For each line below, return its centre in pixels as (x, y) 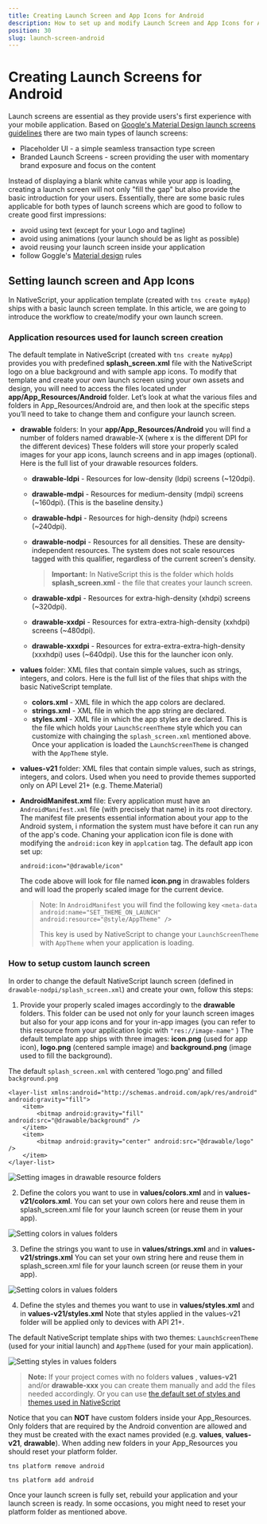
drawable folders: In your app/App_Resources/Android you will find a (135, 429)
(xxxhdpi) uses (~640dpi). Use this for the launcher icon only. (132, 655)
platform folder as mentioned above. (68, 1511)
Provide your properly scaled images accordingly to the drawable (128, 1005)
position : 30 (30, 30)
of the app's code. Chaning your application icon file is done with (126, 835)
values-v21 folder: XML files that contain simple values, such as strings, (138, 769)
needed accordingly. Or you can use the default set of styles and (134, 1393)
